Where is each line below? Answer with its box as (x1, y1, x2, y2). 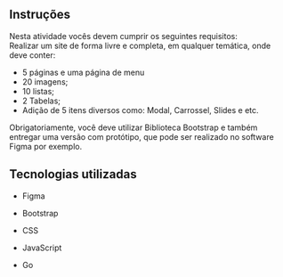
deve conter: (9, 49, 56, 61)
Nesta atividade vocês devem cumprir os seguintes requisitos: (9, 30, 238, 41)
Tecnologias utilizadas (9, 167, 137, 182)
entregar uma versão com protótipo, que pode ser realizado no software (9, 131, 274, 142)
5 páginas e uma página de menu (21, 67, 145, 77)
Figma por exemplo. (9, 141, 83, 151)
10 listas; (21, 86, 55, 96)
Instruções (9, 7, 71, 22)
